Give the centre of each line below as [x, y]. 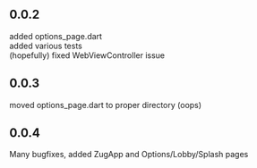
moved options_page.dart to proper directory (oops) [106, 105]
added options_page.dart [56, 36]
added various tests [46, 46]
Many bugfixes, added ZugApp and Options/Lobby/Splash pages [129, 155]
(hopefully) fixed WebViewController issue [87, 55]
